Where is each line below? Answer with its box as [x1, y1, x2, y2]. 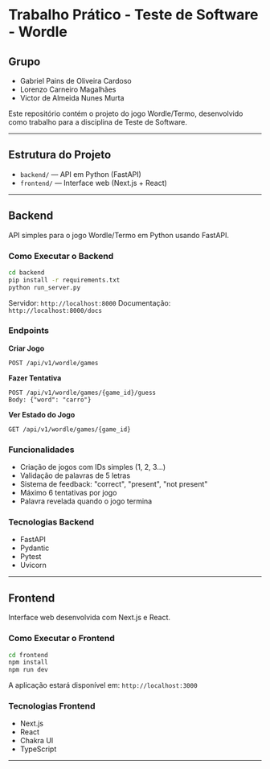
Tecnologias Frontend [8, 701, 96, 712]
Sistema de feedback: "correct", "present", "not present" [19, 479, 208, 489]
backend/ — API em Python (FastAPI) [19, 169, 142, 179]
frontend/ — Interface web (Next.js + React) [19, 178, 167, 187]
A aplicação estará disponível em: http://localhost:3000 [8, 681, 198, 690]
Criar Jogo [8, 343, 45, 353]
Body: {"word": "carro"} [8, 396, 92, 404]
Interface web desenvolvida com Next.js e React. [8, 613, 171, 623]
